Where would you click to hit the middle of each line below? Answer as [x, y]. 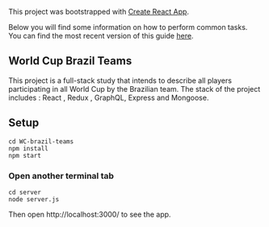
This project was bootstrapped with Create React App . [99, 12]
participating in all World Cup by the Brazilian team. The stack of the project [134, 89]
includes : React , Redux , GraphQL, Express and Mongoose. [109, 97]
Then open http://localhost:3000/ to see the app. [90, 214]
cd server [25, 192]
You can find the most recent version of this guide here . [101, 36]
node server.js [34, 199]
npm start [25, 155]
